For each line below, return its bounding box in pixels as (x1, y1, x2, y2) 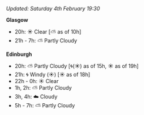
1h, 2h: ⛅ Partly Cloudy (14, 84, 72, 91)
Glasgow (6, 17, 28, 23)
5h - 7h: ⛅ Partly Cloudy (14, 102, 75, 109)
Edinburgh (6, 51, 32, 58)
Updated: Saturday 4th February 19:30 (6, 5, 101, 12)
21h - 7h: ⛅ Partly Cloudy (14, 37, 78, 44)
